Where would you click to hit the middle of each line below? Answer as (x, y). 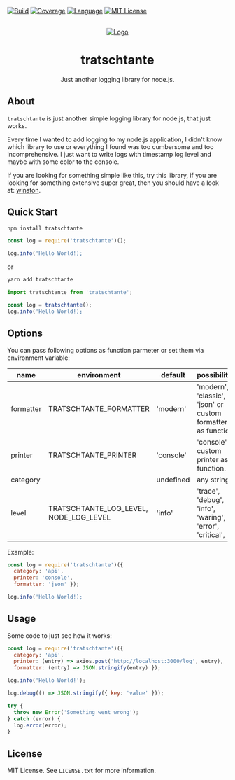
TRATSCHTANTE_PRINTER (92, 455)
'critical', (211, 534)
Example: (21, 552)
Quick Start (33, 213)
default (173, 375)
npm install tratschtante (45, 228)
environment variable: (38, 358)
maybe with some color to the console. (63, 162)
